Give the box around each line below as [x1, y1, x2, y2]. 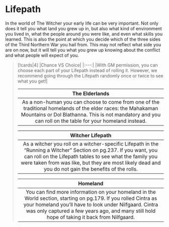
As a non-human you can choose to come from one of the [22, 98, 160, 105]
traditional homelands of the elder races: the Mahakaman [23, 105, 158, 112]
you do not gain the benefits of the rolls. [43, 165, 138, 172]
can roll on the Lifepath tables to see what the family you [24, 153, 157, 160]
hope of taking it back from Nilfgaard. [46, 213, 135, 220]
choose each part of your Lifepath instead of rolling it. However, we [17, 67, 157, 73]
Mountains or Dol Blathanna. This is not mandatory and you [21, 111, 161, 118]
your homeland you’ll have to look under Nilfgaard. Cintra [23, 201, 158, 208]
